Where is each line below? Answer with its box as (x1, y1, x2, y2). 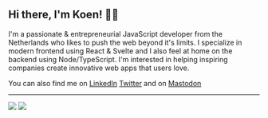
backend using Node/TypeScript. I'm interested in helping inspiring (8, 54, 229, 64)
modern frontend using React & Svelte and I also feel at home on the (8, 45, 233, 56)
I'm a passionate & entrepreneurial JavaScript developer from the (8, 29, 223, 38)
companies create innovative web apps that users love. (8, 63, 190, 73)
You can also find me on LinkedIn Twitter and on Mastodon (8, 78, 202, 88)
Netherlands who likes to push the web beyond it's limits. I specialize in (8, 37, 242, 47)
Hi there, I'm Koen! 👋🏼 (8, 8, 120, 22)
